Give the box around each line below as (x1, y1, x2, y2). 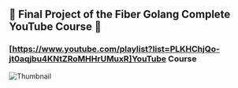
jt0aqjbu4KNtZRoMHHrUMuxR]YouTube (9, 53, 166, 64)
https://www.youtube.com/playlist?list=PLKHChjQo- (12, 44, 220, 55)
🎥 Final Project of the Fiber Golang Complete (9, 8, 231, 21)
